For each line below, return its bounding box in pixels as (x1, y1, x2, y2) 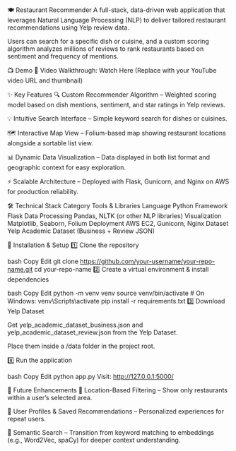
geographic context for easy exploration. (7, 163, 126, 172)
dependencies (7, 275, 49, 284)
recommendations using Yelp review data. (7, 23, 129, 32)
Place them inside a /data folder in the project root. (7, 342, 155, 350)
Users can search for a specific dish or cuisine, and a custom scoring (7, 37, 210, 45)
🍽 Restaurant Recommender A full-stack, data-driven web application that (7, 6, 225, 14)
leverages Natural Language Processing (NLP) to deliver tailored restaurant (7, 16, 226, 24)
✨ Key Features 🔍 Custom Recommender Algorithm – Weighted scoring (7, 90, 217, 99)
